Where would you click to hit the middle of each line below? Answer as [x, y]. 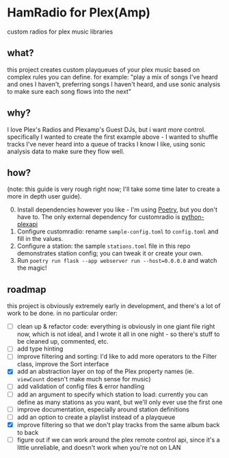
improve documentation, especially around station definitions [103, 409]
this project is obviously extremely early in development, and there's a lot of [114, 306]
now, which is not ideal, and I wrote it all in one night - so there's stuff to [118, 334]
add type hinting [40, 349]
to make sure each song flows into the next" [69, 91]
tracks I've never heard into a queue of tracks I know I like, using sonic [106, 144]
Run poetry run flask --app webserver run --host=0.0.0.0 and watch [117, 261]
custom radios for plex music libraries [60, 31]
